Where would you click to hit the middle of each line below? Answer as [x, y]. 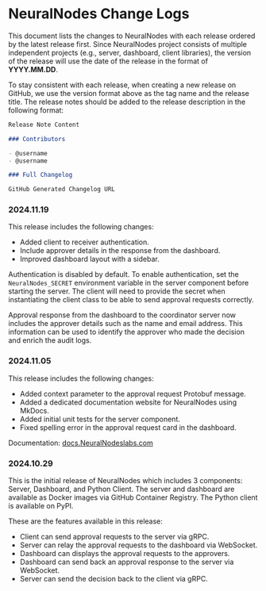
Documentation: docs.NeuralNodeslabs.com [81, 443]
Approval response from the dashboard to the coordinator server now [122, 315]
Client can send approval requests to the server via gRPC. [114, 537]
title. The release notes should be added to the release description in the [127, 102]
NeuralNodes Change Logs [99, 14]
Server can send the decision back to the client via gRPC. [114, 579]
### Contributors [37, 139]
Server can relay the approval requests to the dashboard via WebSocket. [139, 545]
